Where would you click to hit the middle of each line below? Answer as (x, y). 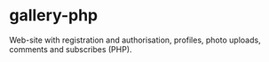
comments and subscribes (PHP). (71, 49)
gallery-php (54, 15)
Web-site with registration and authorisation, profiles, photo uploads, (135, 40)
